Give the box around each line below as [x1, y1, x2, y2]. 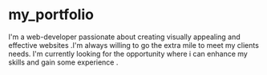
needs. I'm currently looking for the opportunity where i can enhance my [8, 49, 249, 58]
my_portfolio [8, 6, 95, 24]
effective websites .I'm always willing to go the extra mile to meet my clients [8, 40, 259, 49]
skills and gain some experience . [8, 57, 119, 67]
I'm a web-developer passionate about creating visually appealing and [8, 32, 241, 41]
